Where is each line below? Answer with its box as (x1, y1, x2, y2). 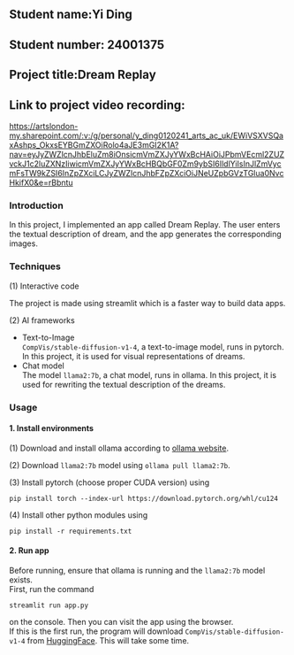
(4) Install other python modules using (9, 509, 148, 520)
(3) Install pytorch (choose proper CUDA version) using (9, 477, 210, 488)
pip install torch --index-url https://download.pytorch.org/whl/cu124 (9, 494, 278, 503)
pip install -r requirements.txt (9, 527, 132, 536)
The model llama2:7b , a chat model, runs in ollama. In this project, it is (21, 369, 276, 380)
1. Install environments (9, 423, 94, 434)
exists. (9, 574, 34, 585)
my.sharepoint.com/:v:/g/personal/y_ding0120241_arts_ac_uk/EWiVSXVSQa (9, 130, 284, 141)
